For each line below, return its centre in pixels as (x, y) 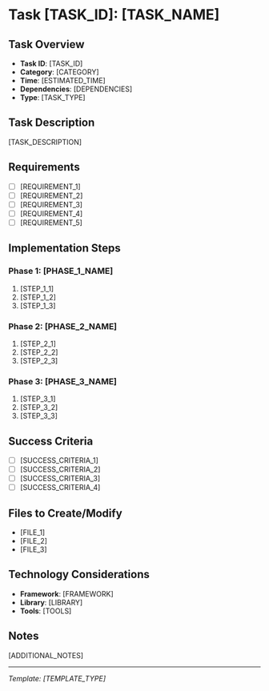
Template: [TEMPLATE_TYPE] (57, 678)
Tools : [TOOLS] (46, 611)
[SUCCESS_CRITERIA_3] (60, 479)
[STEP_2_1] (38, 343)
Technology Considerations (79, 574)
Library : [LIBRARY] (51, 602)
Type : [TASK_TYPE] (52, 97)
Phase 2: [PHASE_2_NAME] (63, 326)
